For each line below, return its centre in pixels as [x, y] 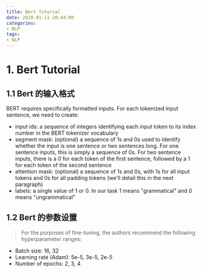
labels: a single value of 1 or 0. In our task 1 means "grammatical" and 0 [103, 191]
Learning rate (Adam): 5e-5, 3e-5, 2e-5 [64, 257]
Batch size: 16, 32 [37, 251]
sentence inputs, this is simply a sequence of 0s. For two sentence [98, 152]
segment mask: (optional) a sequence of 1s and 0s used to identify [98, 139]
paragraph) [29, 184]
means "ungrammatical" [45, 197]
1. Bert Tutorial [43, 70]
